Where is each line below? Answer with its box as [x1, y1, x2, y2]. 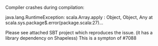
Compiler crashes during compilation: [5, 5, 84, 10]
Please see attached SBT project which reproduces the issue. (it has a [5, 30, 153, 35]
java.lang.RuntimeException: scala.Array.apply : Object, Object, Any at [5, 14, 153, 20]
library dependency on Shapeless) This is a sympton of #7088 [5, 35, 137, 41]
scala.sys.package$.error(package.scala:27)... [5, 20, 103, 26]
